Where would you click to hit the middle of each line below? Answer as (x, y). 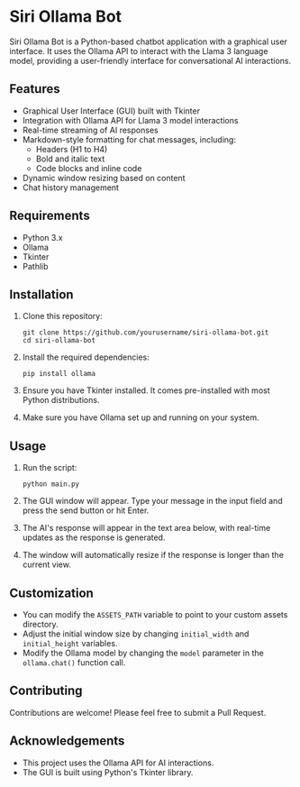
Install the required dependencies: (86, 357)
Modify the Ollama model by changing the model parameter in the (143, 653)
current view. (47, 564)
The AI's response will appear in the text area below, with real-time (146, 528)
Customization (52, 593)
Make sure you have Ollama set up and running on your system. (141, 417)
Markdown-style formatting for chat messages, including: (129, 139)
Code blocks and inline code (89, 168)
